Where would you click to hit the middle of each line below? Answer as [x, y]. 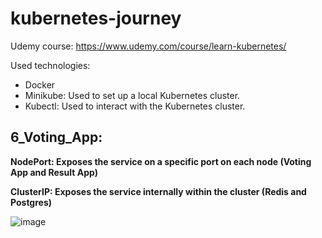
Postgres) [31, 202]
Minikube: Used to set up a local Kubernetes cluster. [132, 95]
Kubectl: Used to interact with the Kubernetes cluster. [135, 106]
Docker [40, 84]
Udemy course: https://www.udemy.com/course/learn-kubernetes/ [148, 46]
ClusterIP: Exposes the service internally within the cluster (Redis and [158, 191]
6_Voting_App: [56, 137]
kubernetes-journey [96, 18]
